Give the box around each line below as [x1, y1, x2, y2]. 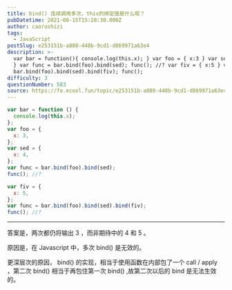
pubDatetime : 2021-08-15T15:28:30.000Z [7, 17, 122, 24]
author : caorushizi [7, 23, 64, 30]
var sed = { [7, 145, 41, 152]
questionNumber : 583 [7, 81, 67, 88]
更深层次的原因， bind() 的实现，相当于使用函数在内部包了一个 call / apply [7, 258, 217, 266]
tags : [7, 29, 23, 37]
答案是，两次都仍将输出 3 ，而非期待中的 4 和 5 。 [7, 229, 150, 237]
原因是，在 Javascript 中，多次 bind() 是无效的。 [7, 244, 146, 252]
